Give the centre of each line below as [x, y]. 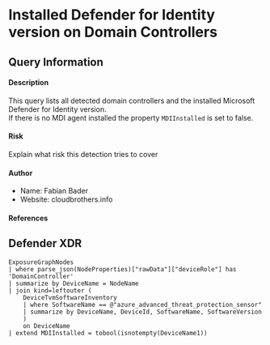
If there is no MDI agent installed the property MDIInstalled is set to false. [131, 117]
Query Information [56, 62]
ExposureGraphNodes [41, 262]
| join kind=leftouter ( [50, 290]
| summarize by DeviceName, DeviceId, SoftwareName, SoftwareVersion [143, 312]
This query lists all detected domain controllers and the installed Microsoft [132, 100]
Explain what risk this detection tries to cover [83, 154]
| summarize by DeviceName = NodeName [74, 283]
